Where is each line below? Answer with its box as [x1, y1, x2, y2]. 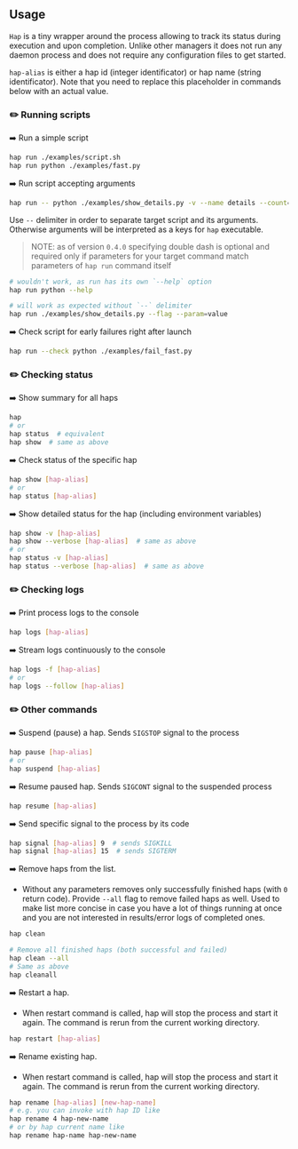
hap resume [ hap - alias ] [9, 802, 98, 810]
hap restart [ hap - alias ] [9, 1034, 101, 1043]
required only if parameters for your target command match [30, 251, 249, 261]
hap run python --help [9, 285, 93, 294]
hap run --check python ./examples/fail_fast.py [9, 347, 192, 356]
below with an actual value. [9, 85, 109, 96]
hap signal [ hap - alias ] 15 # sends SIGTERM [9, 847, 176, 856]
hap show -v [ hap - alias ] [9, 529, 101, 538]
